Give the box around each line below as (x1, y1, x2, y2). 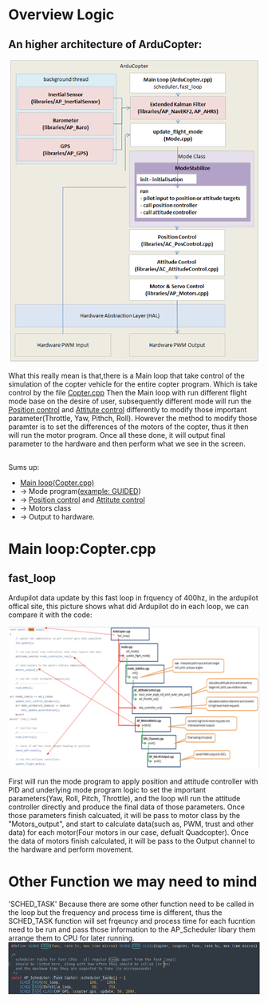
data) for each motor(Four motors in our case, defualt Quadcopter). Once (8, 828, 249, 837)
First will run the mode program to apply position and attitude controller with (8, 776, 258, 786)
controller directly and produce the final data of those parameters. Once (8, 802, 246, 812)
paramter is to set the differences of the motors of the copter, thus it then (8, 422, 249, 431)
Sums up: (8, 462, 40, 471)
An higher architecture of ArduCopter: (8, 38, 203, 51)
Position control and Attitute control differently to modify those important (8, 405, 247, 415)
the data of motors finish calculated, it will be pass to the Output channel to (8, 837, 255, 846)
